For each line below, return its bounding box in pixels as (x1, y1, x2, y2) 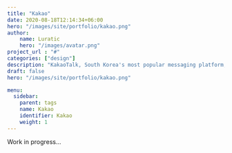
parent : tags (19, 99, 57, 107)
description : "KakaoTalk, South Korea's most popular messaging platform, (7, 61, 227, 68)
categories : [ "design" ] (7, 55, 76, 62)
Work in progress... (7, 137, 61, 145)
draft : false (7, 68, 45, 74)
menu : (7, 87, 23, 94)
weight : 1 (19, 119, 48, 125)
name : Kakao (19, 106, 54, 113)
